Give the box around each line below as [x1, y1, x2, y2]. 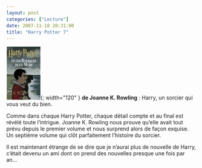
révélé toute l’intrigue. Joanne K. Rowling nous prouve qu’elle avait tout [6, 119, 183, 126]
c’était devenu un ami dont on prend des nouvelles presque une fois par [6, 150, 186, 157]
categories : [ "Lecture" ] [6, 16, 69, 22]
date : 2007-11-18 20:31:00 [6, 22, 74, 29]
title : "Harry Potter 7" [6, 29, 69, 35]
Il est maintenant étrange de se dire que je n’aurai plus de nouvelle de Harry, [6, 143, 197, 151]
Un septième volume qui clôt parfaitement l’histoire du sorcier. [6, 132, 161, 139]
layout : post [6, 10, 39, 16]
